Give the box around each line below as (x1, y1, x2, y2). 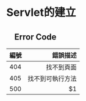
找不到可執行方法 (27, 74, 77, 83)
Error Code (14, 32, 57, 42)
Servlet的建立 (6, 5, 76, 19)
